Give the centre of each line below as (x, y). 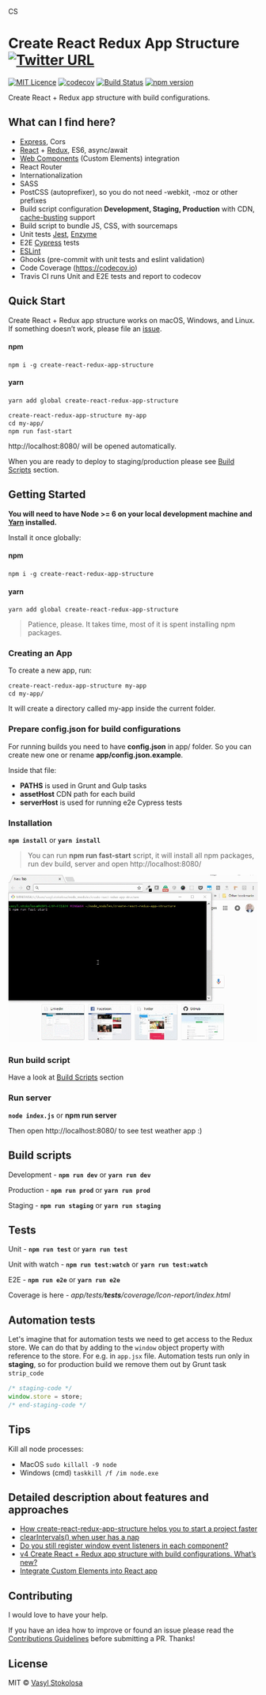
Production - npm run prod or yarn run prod (79, 1190)
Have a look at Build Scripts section (66, 1077)
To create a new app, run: (50, 670)
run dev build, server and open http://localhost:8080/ (114, 864)
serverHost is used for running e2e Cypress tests (101, 802)
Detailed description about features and (108, 1497)
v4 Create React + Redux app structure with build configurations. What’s (138, 1554)
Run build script (39, 1061)
